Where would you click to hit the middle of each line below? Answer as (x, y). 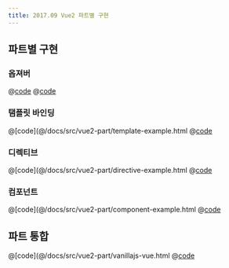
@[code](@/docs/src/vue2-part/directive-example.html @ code (110, 170)
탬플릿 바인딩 (31, 113)
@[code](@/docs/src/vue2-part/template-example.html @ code (111, 130)
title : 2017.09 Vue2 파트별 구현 (59, 15)
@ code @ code (32, 91)
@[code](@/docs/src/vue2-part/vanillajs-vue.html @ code (102, 255)
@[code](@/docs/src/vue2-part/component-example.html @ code (114, 210)
